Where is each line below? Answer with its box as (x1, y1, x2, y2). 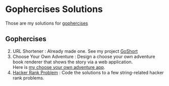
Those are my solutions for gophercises (5, 20, 89, 26)
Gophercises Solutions (5, 4, 103, 15)
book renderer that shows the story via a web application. (12, 59, 133, 65)
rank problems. (12, 74, 45, 81)
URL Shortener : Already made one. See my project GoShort (12, 48, 138, 54)
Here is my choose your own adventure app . (12, 64, 105, 70)
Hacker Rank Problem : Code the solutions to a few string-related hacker (12, 69, 164, 75)
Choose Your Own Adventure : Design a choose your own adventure (12, 53, 155, 59)
